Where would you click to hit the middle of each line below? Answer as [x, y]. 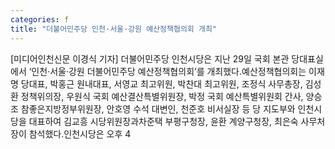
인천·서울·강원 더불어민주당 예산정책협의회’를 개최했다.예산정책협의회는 [169, 71]
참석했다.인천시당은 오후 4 [80, 133]
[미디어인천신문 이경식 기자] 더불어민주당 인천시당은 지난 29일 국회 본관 [150, 58]
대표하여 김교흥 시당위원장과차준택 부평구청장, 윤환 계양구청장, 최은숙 [163, 121]
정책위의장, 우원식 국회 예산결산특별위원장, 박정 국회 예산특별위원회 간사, [162, 96]
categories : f [40, 19]
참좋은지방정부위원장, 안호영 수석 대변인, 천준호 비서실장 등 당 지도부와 [158, 108]
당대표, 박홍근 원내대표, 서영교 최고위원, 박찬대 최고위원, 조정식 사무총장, [161, 83]
